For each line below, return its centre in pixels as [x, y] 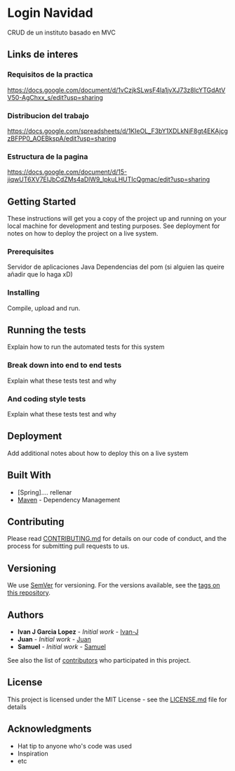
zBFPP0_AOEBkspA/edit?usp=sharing [62, 138]
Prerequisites [31, 251]
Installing [23, 293]
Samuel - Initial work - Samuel [62, 647]
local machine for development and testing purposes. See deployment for [114, 226]
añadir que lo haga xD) [40, 274]
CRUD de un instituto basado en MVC [61, 32]
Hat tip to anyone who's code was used [74, 746]
